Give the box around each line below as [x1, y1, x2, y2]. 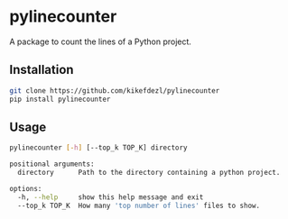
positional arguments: [9, 160, 95, 169]
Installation [9, 62, 74, 78]
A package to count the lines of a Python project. [9, 36, 192, 47]
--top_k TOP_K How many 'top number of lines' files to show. [17, 201, 260, 210]
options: [9, 184, 42, 193]
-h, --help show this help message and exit [17, 192, 204, 202]
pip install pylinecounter [9, 95, 111, 104]
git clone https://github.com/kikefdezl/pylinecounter [9, 86, 220, 96]
